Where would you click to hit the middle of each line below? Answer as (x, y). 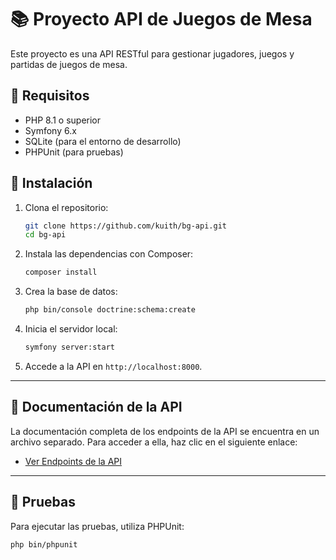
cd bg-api (45, 235)
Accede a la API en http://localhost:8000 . (113, 366)
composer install (61, 272)
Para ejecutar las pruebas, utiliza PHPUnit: (97, 526)
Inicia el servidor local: (71, 329)
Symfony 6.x (50, 130)
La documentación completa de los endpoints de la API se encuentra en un (165, 431)
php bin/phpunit (44, 544)
